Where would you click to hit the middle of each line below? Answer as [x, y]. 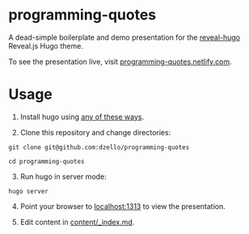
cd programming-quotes [46, 161]
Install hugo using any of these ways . [82, 117]
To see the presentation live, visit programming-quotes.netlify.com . [120, 62]
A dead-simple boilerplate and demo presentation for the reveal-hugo [124, 37]
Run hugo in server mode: [63, 177]
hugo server [28, 191]
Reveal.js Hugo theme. [46, 45]
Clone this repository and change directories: [95, 132]
